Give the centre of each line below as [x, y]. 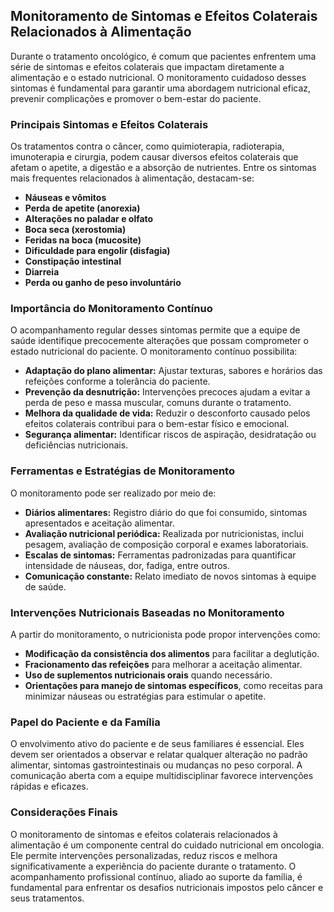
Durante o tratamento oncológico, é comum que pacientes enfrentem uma [163, 56]
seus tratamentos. [47, 898]
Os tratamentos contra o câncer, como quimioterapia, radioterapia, [147, 146]
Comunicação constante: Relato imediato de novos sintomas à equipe [170, 576]
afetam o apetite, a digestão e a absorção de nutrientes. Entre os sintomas [163, 168]
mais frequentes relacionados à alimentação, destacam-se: [132, 178]
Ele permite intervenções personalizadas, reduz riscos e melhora [144, 855]
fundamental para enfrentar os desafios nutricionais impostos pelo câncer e [167, 887]
